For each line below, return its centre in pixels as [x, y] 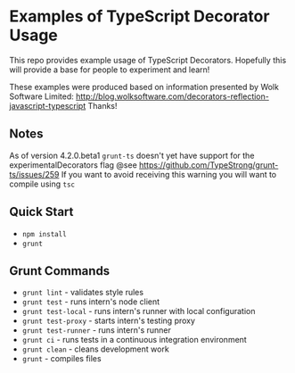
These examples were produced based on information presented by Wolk [144, 87]
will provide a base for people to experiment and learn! [110, 70]
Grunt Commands [60, 271]
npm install [44, 234]
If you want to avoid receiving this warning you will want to [169, 174]
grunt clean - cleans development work [95, 349]
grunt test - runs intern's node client [91, 302]
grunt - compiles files [61, 359]
